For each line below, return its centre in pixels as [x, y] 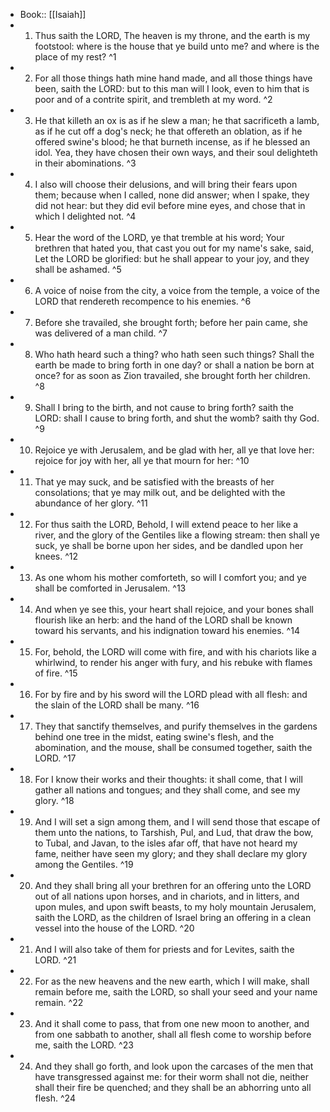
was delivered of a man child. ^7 [101, 333]
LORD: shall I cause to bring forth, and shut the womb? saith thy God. [177, 418]
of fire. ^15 [56, 673]
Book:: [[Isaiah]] [53, 14]
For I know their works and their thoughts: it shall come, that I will [168, 779]
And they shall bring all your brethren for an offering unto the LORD [173, 885]
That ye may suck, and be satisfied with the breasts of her [154, 482]
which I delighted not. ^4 [85, 216]
